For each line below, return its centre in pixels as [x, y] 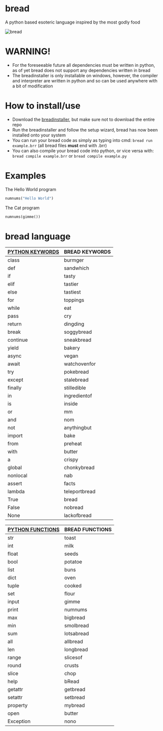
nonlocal [18, 476]
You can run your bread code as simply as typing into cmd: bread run [82, 140]
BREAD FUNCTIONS [88, 530]
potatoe [73, 562]
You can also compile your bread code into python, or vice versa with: [83, 151]
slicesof [73, 657]
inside [71, 404]
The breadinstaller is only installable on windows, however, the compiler [85, 75]
